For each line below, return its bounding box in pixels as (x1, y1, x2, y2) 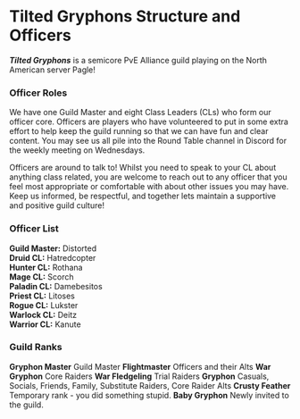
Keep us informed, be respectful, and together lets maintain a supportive (9, 190, 277, 202)
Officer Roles (9, 87, 68, 99)
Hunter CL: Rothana (9, 262, 83, 272)
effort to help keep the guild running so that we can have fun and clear (9, 126, 269, 137)
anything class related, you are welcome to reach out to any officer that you (9, 172, 287, 182)
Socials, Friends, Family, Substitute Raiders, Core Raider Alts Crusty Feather (9, 380, 291, 390)
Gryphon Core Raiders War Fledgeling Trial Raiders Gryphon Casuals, (9, 371, 270, 381)
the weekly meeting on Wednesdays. (9, 145, 146, 155)
